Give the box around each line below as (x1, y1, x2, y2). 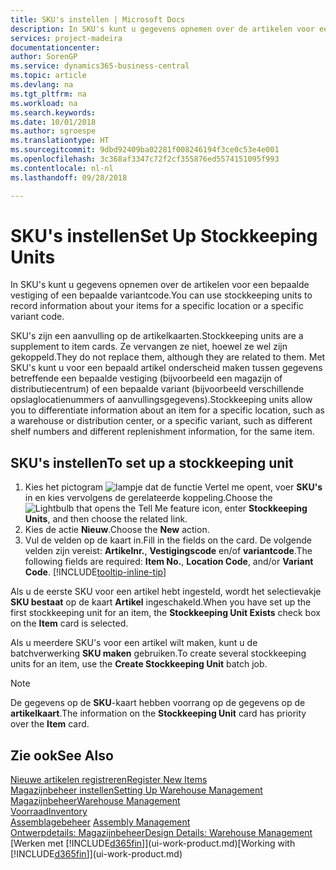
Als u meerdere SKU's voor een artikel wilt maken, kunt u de (10, 637, 258, 649)
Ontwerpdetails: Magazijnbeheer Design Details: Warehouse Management (10, 827, 313, 839)
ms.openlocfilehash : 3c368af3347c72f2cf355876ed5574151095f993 (10, 154, 280, 164)
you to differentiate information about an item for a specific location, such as (10, 404, 325, 416)
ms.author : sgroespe (10, 126, 97, 136)
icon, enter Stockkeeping (201, 502, 308, 515)
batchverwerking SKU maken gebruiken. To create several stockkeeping (10, 647, 307, 660)
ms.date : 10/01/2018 (10, 117, 97, 127)
